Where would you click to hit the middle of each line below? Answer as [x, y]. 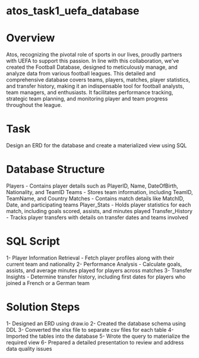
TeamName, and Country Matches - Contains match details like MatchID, [95, 198]
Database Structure [56, 170]
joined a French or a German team [48, 283]
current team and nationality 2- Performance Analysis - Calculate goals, [94, 264]
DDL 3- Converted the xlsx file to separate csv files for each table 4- [90, 330]
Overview [31, 38]
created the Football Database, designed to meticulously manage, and [92, 67]
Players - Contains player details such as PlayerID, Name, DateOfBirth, [92, 186]
